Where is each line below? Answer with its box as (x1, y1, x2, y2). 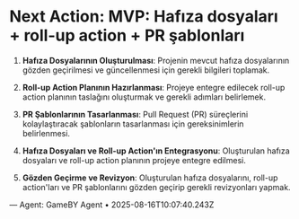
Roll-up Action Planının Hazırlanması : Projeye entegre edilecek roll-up (22, 82, 286, 92)
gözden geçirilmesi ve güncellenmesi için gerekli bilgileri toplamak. (22, 65, 270, 75)
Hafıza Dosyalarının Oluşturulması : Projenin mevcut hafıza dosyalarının (22, 55, 290, 66)
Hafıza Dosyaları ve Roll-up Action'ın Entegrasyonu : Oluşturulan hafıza (22, 145, 290, 156)
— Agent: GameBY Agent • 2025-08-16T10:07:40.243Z (9, 199, 215, 210)
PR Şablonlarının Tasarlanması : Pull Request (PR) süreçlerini (22, 109, 249, 119)
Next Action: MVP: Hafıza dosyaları (9, 6, 278, 27)
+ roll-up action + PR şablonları (9, 25, 245, 46)
